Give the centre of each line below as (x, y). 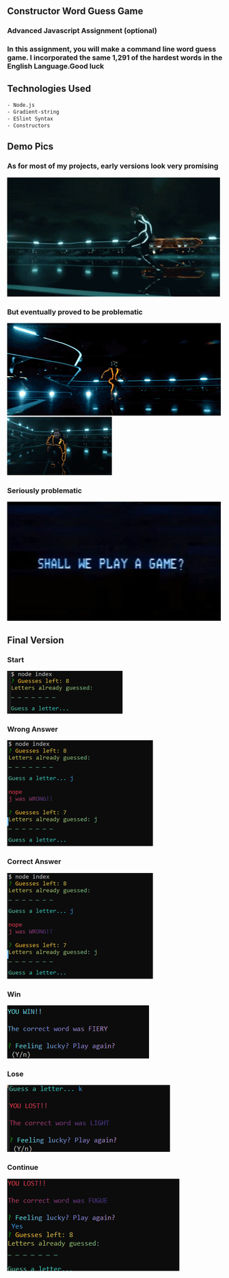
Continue (23, 1168)
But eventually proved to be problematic (75, 312)
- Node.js (21, 106)
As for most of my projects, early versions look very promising (113, 166)
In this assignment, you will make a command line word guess (112, 49)
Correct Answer (34, 861)
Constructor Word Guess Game (75, 11)
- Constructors (29, 126)
